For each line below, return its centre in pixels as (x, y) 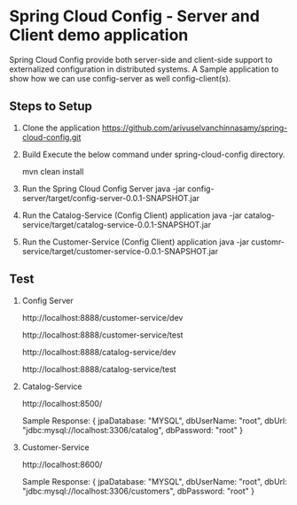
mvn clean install (53, 171)
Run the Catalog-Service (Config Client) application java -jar (132, 215)
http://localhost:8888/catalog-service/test (99, 369)
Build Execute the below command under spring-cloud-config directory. (153, 154)
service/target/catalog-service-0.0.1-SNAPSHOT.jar (116, 224)
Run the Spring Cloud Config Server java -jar (104, 189)
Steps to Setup (51, 107)
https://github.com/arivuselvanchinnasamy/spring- (195, 128)
